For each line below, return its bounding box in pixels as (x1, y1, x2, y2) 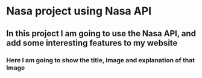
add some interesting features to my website (6, 37, 178, 48)
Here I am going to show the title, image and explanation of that (6, 56, 195, 64)
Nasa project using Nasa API (6, 4, 152, 18)
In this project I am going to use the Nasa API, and (6, 28, 197, 39)
